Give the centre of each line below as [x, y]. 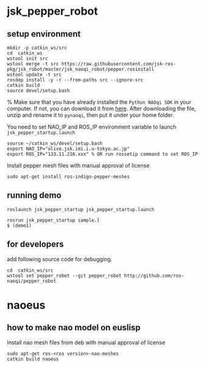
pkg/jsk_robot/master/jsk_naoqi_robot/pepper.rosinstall [81, 69]
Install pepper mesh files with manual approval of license [78, 165]
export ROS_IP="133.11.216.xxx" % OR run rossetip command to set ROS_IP [103, 154]
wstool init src [27, 59]
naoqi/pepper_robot [32, 281]
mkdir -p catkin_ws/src [37, 48]
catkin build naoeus [33, 359]
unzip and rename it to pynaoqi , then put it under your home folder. [90, 115]
